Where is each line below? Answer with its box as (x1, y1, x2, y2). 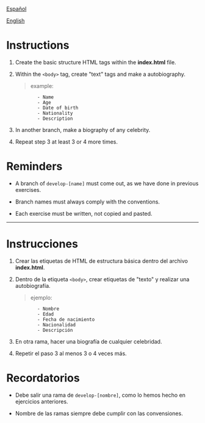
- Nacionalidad (37, 322, 76, 328)
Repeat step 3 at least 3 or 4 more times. (15, 138, 118, 145)
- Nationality (37, 110, 73, 116)
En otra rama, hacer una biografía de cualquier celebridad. (15, 337, 162, 345)
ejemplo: (30, 293, 52, 301)
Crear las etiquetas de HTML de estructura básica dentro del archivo (15, 257, 188, 265)
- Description (37, 116, 73, 122)
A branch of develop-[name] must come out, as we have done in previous (15, 180, 199, 187)
